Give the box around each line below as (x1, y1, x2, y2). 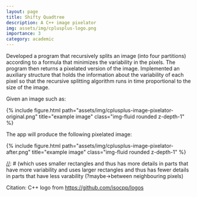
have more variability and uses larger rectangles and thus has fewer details (6, 166, 189, 173)
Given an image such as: (6, 95, 66, 102)
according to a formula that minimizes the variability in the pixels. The (6, 59, 176, 66)
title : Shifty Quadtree (6, 14, 65, 20)
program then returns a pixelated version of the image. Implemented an (6, 65, 180, 72)
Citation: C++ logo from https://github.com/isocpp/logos (6, 184, 144, 191)
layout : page (6, 8, 38, 15)
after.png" (6, 148, 31, 156)
